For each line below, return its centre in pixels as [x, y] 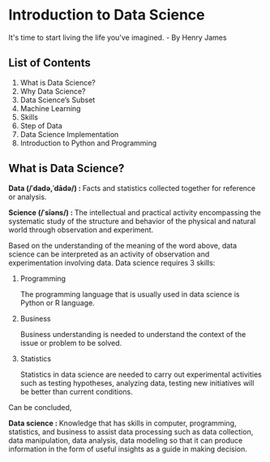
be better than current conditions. [76, 391]
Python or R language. [57, 303]
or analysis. [28, 196]
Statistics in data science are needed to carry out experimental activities [141, 374]
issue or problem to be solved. [71, 343]
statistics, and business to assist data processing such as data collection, [131, 431]
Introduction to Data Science [107, 15]
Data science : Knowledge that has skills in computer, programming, [122, 423]
